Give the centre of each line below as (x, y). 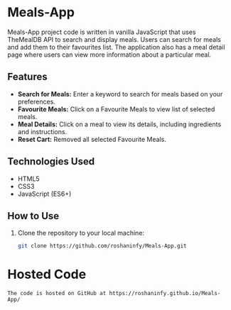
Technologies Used (51, 161)
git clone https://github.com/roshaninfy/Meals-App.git (102, 246)
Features (27, 77)
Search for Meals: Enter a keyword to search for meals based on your (120, 94)
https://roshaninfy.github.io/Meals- (165, 294)
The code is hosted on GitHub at (57, 294)
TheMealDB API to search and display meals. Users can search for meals (114, 39)
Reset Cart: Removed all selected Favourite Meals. (92, 139)
